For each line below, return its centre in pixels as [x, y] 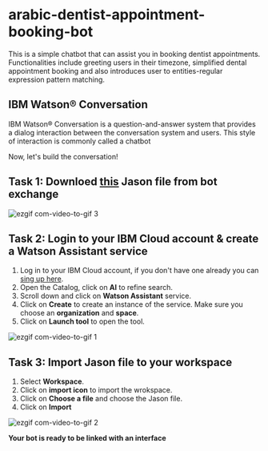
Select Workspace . [52, 381]
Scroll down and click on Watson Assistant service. [106, 296]
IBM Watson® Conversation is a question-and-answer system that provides [132, 124]
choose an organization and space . [79, 313]
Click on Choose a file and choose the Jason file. [101, 399]
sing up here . [42, 279]
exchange [34, 194]
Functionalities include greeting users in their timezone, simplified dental [128, 62]
